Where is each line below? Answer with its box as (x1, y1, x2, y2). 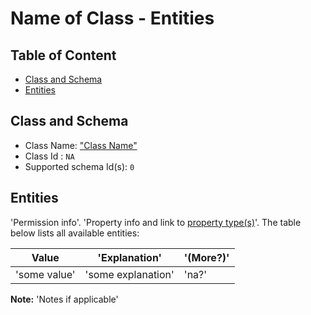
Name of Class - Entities (10, 7, 215, 30)
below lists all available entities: (10, 227, 140, 239)
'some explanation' (84, 267, 175, 281)
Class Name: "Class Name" (24, 139, 138, 151)
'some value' (15, 267, 76, 281)
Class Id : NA (24, 150, 75, 162)
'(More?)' (183, 250, 230, 264)
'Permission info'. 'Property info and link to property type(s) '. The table (10, 216, 302, 228)
